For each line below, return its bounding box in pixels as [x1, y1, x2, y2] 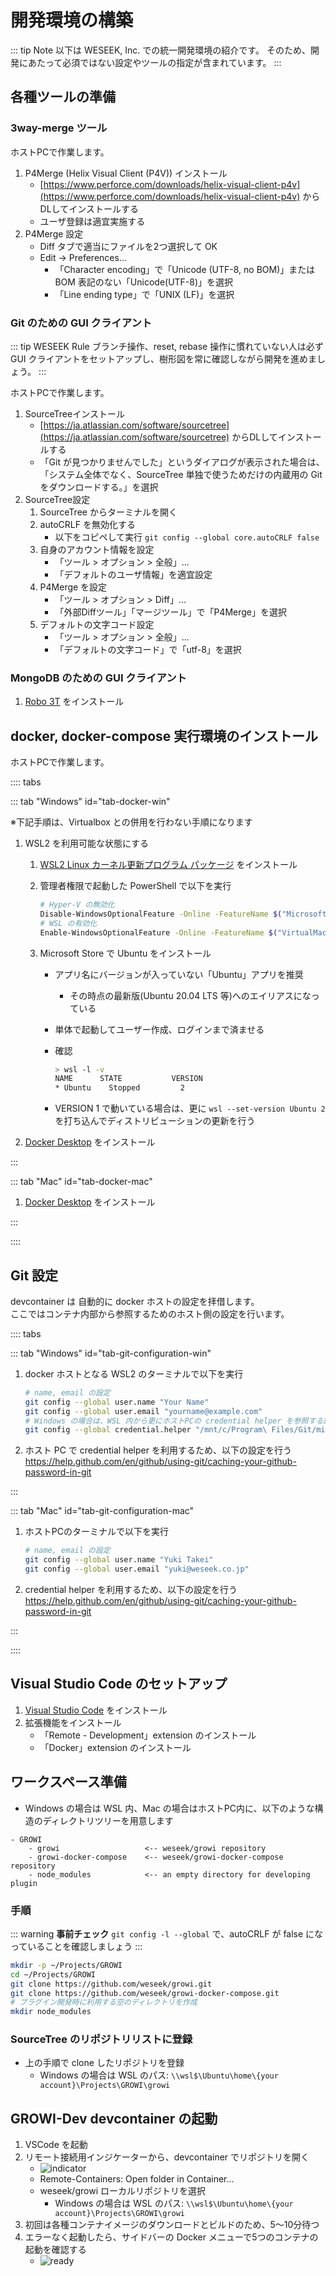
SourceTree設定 [24, 493, 91, 505]
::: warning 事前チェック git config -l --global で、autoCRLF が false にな [10, 1927, 324, 1940]
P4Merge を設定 [39, 581, 108, 593]
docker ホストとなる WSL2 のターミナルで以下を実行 [24, 1367, 244, 1380]
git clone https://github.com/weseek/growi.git [10, 1979, 213, 1989]
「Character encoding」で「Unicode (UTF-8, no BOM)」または [54, 263, 316, 275]
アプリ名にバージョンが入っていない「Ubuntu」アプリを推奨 [54, 968, 304, 980]
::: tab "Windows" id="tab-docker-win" [10, 796, 171, 808]
